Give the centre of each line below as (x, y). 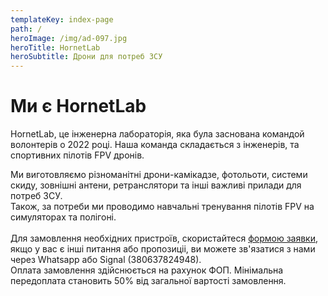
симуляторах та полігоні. (63, 217)
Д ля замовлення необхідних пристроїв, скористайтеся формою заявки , (164, 238)
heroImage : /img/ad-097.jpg (69, 38)
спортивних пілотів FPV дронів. (77, 155)
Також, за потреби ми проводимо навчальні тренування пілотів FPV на (162, 207)
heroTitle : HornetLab (55, 47)
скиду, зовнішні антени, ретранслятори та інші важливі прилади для (156, 185)
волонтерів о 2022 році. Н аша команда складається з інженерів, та (155, 145)
